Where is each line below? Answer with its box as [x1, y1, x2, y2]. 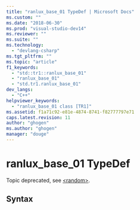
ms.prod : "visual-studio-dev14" [6, 25, 86, 32]
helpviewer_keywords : [6, 98, 60, 104]
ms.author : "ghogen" [6, 126, 58, 132]
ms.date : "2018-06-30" [6, 20, 63, 26]
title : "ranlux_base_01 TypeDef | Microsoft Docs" [6, 8, 135, 15]
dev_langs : [6, 87, 33, 93]
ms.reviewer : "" [6, 31, 46, 37]
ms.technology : [6, 42, 44, 48]
